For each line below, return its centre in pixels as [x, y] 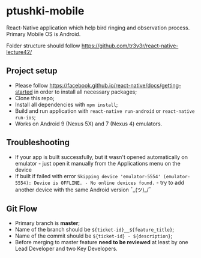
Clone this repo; [35, 98]
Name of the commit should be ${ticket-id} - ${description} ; [94, 236]
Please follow [31, 85]
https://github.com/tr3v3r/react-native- [130, 46]
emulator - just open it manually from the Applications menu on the [98, 163]
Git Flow [22, 208]
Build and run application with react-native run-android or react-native [105, 111]
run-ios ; [25, 117]
